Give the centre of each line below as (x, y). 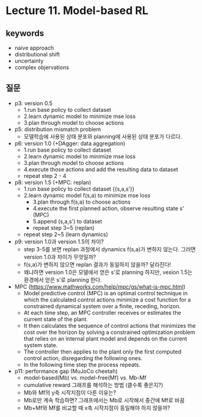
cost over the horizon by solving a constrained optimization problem (109, 332)
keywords (25, 33)
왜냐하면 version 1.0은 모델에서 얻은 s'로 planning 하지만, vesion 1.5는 (108, 272)
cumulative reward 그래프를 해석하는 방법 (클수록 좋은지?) (93, 385)
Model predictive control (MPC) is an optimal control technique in (106, 293)
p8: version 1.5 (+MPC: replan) (53, 182)
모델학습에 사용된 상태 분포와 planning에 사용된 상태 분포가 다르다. (103, 136)
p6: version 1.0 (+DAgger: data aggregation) (70, 143)
